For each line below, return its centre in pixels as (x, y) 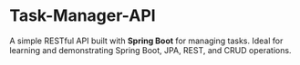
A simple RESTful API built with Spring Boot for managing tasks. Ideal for (146, 41)
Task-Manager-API (83, 16)
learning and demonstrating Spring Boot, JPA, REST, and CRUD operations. (150, 50)
